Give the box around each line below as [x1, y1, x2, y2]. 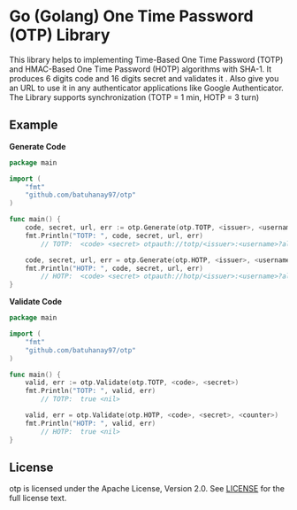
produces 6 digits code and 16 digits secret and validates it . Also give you [9, 73, 279, 83]
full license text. [9, 493, 67, 504]
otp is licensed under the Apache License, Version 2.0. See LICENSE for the [9, 483, 286, 494]
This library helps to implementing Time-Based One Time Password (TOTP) [9, 54, 284, 65]
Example [9, 118, 58, 133]
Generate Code [9, 141, 66, 151]
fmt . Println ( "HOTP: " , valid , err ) [25, 419, 156, 428]
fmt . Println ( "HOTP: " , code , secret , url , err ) [25, 264, 203, 273]
